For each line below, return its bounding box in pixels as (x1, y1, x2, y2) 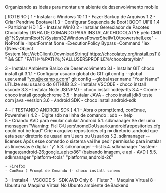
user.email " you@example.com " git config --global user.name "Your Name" (5, 76, 160, 82)
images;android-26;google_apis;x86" (5, 149, 81, 155)
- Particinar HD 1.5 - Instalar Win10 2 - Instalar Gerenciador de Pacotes (5, 24, 150, 30)
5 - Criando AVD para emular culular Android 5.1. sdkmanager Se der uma (5, 118, 155, 123)
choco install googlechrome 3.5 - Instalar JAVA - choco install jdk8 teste (5, 92, 153, 98)
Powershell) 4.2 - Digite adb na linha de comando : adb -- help (5, 112, 133, 118)
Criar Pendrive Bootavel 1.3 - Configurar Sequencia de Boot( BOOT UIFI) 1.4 (5, 19, 160, 25)
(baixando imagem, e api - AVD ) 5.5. (82, 149, 157, 155)
